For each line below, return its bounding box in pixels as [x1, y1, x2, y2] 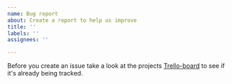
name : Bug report [7, 10, 59, 17]
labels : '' [7, 29, 39, 37]
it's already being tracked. [7, 69, 83, 78]
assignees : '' [7, 36, 49, 43]
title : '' [7, 23, 37, 30]
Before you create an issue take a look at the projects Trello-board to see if [7, 62, 226, 70]
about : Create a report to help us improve [7, 17, 138, 24]
